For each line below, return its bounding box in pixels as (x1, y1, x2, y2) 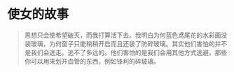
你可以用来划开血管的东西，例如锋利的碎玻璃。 (24, 57, 160, 65)
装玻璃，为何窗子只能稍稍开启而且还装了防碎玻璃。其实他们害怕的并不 (24, 39, 228, 48)
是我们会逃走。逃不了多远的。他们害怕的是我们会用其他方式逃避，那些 (24, 48, 228, 57)
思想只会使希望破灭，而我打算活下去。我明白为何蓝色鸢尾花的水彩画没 (24, 31, 228, 39)
